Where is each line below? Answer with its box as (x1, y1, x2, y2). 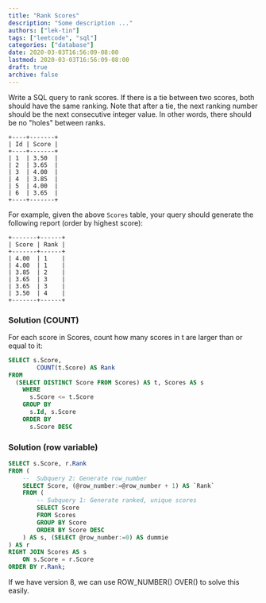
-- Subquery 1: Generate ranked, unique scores (37, 497, 197, 504)
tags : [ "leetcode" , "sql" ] (8, 33, 98, 42)
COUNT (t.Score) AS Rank (37, 363, 115, 372)
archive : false (8, 71, 59, 79)
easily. (8, 586, 29, 596)
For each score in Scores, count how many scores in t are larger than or (8, 332, 243, 342)
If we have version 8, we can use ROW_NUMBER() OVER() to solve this (8, 578, 240, 587)
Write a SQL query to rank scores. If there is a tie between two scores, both (8, 92, 255, 102)
